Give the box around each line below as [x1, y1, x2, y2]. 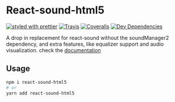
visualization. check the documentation [6, 46, 101, 53]
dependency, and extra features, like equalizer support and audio [6, 40, 164, 47]
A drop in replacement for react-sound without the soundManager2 [6, 34, 169, 41]
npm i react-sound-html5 [6, 79, 67, 85]
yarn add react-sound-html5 [6, 90, 75, 96]
